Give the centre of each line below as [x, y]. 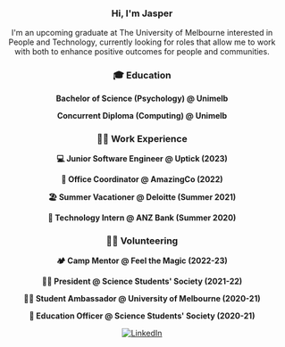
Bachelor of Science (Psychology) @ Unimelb [142, 98]
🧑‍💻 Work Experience [142, 138]
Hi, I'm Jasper [142, 13]
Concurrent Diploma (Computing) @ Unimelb [142, 115]
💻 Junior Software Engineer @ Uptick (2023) [142, 158]
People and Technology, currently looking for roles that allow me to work [142, 42]
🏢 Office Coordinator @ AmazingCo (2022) [142, 179]
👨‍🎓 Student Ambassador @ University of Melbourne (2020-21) [142, 299]
